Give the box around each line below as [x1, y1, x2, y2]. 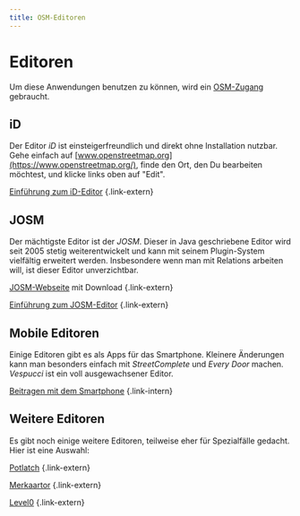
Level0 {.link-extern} [9, 496, 85, 507]
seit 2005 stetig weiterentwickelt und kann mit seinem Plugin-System [9, 245, 265, 256]
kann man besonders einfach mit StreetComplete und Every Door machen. [9, 359, 284, 369]
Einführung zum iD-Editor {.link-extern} [9, 186, 154, 197]
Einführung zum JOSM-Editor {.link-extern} [9, 299, 169, 310]
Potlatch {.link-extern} [9, 462, 91, 473]
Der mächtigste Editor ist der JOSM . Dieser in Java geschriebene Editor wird [9, 236, 291, 247]
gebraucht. [9, 90, 50, 101]
